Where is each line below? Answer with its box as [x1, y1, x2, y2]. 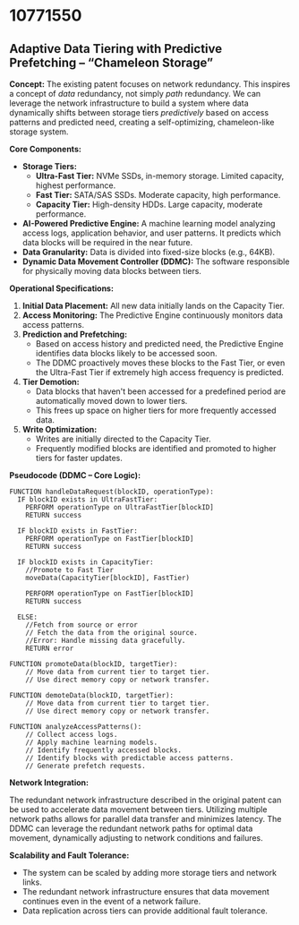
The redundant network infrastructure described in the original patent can [9, 794, 282, 805]
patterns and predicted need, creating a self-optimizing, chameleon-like [9, 117, 275, 127]
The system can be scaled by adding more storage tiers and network [21, 868, 278, 878]
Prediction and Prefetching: [21, 329, 128, 339]
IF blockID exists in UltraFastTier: [17, 495, 158, 504]
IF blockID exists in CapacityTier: [17, 558, 154, 567]
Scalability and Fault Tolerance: [9, 850, 130, 861]
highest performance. [35, 180, 116, 191]
